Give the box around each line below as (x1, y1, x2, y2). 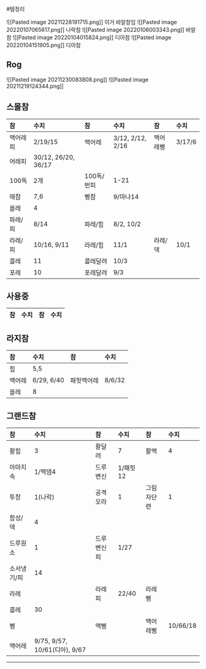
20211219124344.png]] (6, 82, 64, 90)
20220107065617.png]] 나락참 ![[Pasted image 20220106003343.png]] (6, 26, 185, 33)
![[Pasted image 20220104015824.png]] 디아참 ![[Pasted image (12, 34, 172, 41)
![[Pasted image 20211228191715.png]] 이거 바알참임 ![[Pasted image (6, 18, 177, 26)
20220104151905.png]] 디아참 (6, 42, 81, 48)
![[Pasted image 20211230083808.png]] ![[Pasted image (6, 75, 149, 83)
